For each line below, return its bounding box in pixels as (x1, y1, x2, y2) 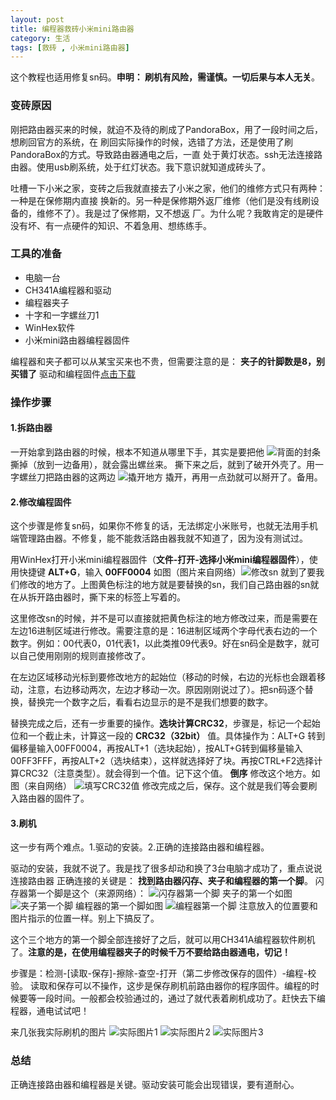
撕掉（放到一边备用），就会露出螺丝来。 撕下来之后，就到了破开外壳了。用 (10, 458, 315, 470)
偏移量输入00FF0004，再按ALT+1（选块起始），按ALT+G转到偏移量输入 (10, 742, 303, 755)
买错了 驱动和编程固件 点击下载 (10, 367, 136, 380)
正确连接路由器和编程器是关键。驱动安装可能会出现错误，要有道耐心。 (10, 1078, 300, 1090)
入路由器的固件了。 (10, 792, 90, 805)
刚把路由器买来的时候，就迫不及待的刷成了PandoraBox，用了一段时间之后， (10, 123, 324, 135)
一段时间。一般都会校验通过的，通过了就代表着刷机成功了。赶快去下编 (36, 992, 326, 1005)
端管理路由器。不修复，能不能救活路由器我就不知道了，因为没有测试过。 (10, 532, 308, 545)
